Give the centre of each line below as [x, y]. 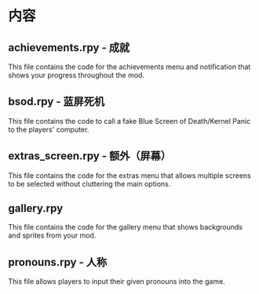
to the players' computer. [49, 129]
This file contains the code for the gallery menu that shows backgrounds [126, 227]
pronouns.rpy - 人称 [58, 262]
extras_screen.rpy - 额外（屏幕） [89, 156]
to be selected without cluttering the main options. [89, 183]
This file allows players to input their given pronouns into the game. [117, 281]
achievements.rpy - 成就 [69, 47]
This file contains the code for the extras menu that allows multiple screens [129, 175]
